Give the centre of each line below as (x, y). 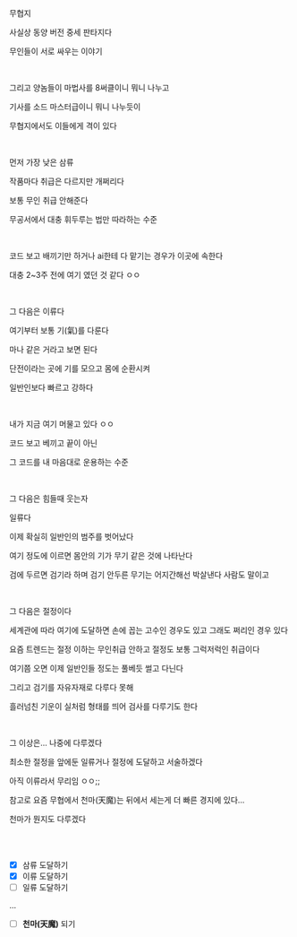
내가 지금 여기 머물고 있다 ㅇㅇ (62, 424)
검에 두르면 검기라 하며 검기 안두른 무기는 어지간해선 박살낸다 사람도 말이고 (140, 575)
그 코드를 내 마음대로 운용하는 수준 (69, 462)
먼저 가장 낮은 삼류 (42, 162)
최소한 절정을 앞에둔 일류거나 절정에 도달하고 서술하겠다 (106, 762)
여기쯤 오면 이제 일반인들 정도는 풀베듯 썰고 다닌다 (96, 668)
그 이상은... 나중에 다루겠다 (56, 743)
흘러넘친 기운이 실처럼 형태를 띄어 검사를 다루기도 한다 (104, 706)
